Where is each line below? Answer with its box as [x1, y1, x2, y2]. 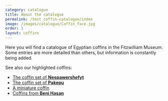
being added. [5, 55, 33, 60]
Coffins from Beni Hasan [12, 90, 64, 96]
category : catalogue [5, 7, 49, 12]
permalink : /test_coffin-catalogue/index [5, 16, 93, 21]
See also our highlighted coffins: [5, 64, 72, 70]
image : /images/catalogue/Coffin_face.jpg [5, 21, 95, 26]
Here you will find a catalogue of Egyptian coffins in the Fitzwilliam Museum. [5, 44, 163, 50]
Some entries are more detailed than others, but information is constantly [5, 49, 156, 55]
